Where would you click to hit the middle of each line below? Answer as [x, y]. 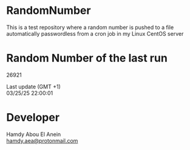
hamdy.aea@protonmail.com [42, 140]
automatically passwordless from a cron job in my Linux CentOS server [95, 33]
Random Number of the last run [87, 58]
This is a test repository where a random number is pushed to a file [90, 27]
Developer [33, 118]
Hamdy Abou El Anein [34, 134]
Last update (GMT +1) [33, 86]
